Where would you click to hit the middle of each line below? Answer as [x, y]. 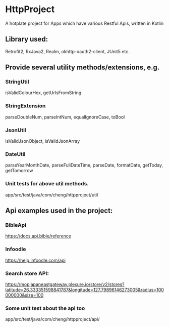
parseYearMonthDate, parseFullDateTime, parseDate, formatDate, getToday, [84, 165]
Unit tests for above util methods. [47, 184]
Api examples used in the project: [59, 211]
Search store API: [27, 273]
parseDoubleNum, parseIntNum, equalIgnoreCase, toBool [65, 117]
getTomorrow [19, 171]
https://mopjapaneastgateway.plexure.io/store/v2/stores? [65, 284]
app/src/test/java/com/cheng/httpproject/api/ [52, 319]
